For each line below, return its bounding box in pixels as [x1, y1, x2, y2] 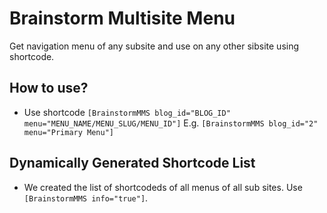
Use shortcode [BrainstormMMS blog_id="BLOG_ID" [23, 106, 231, 118]
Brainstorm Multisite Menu [9, 7, 236, 30]
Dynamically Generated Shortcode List [9, 155, 256, 172]
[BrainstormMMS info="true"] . [23, 192, 149, 204]
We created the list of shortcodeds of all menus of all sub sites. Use [23, 181, 303, 193]
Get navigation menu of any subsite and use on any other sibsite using [9, 40, 300, 52]
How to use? [9, 80, 89, 97]
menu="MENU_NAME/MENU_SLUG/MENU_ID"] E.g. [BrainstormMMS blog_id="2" [23, 117, 319, 129]
